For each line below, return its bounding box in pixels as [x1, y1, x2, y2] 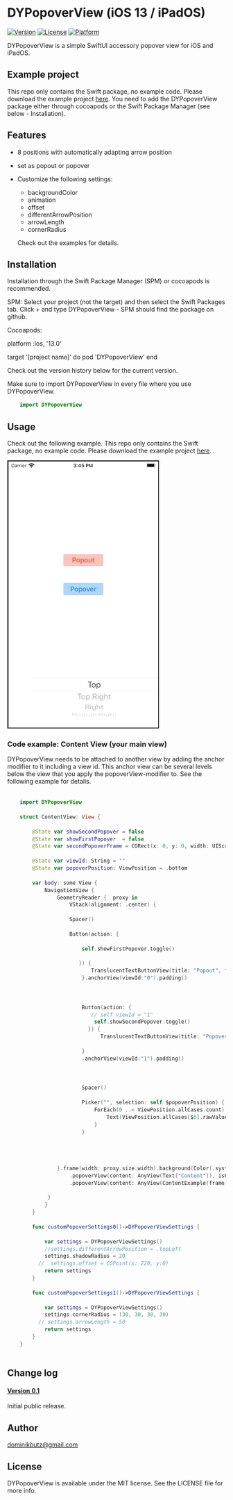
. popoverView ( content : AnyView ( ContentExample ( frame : [69, 1179, 228, 1186]
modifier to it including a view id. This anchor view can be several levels [7, 762, 213, 771]
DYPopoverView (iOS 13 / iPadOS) [7, 5, 206, 21]
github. [7, 312, 28, 321]
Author [7, 1422, 38, 1434]
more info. [7, 1486, 37, 1494]
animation [27, 196, 56, 204]
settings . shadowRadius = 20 [44, 1253, 126, 1260]
